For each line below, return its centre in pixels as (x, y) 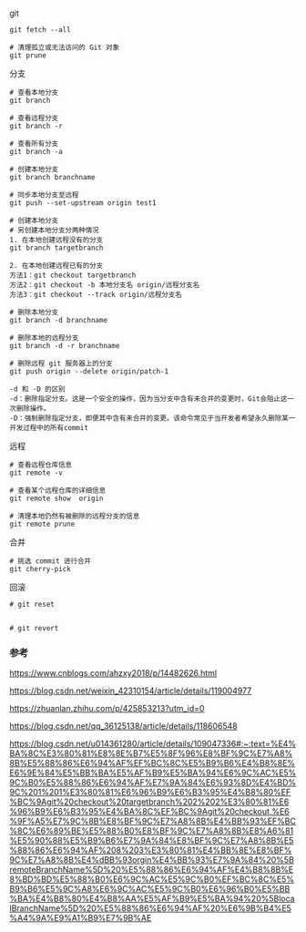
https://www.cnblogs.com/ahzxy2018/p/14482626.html (113, 673)
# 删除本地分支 (34, 312)
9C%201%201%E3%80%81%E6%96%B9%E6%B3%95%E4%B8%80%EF (150, 793)
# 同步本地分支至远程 (44, 195)
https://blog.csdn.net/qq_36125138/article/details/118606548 (124, 726)
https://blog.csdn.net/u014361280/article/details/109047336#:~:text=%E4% (153, 744)
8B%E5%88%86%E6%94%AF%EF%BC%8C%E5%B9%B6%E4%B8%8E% (153, 763)
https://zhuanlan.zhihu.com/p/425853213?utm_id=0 (107, 709)
